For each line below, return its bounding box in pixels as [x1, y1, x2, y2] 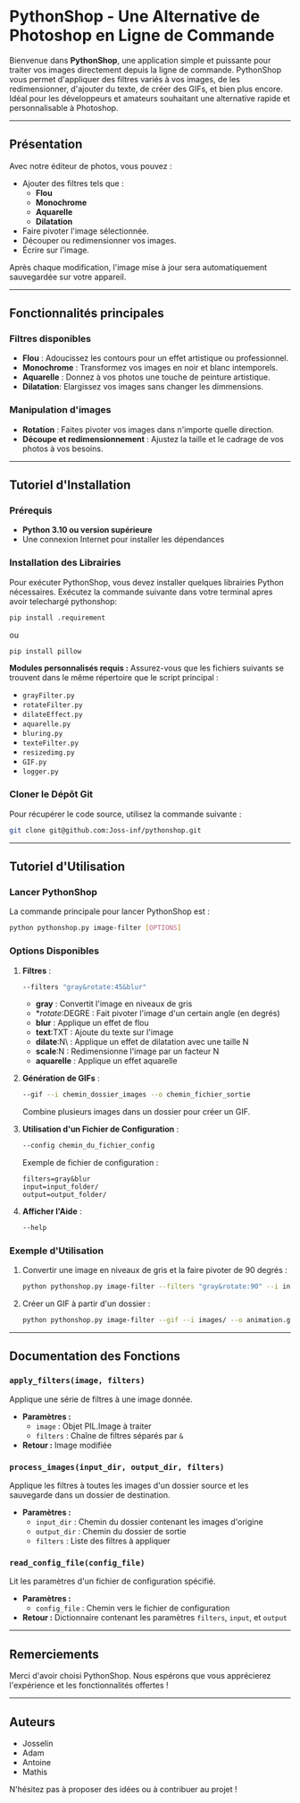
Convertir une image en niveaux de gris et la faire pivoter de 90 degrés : [21, 1265, 287, 1276]
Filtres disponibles [9, 333, 92, 346]
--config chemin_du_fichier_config [21, 1141, 155, 1150]
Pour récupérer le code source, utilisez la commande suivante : [9, 808, 242, 819]
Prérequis [9, 504, 53, 517]
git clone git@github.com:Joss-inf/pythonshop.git [9, 825, 202, 834]
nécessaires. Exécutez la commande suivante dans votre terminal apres [9, 586, 273, 597]
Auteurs [9, 1714, 56, 1730]
